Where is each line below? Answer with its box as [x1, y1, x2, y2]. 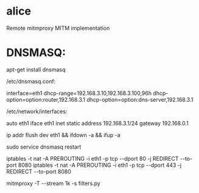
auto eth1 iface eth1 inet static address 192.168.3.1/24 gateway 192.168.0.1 [6, 119, 189, 127]
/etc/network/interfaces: [6, 108, 68, 115]
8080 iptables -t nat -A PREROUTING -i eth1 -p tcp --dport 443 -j [18, 161, 181, 169]
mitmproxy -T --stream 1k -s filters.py [6, 180, 100, 187]
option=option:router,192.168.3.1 [6, 96, 86, 103]
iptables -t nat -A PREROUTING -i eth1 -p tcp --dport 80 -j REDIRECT [6, 155, 179, 162]
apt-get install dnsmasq [6, 66, 66, 73]
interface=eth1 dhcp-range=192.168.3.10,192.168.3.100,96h [6, 89, 152, 97]
